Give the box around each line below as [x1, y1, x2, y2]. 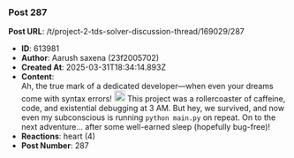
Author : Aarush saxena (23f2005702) [20, 53, 160, 64]
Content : [20, 71, 55, 82]
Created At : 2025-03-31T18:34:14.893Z [20, 62, 167, 72]
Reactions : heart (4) [20, 131, 96, 142]
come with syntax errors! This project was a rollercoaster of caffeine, [20, 94, 286, 104]
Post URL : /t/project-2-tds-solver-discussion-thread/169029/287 [8, 26, 245, 37]
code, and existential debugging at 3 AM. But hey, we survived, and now [20, 103, 284, 114]
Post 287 [8, 6, 48, 19]
